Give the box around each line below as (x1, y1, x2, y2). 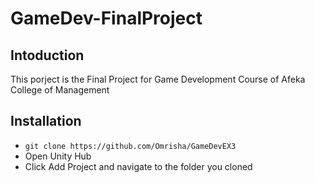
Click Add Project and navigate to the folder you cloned (24, 160, 253, 172)
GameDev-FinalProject (10, 7, 203, 30)
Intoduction (10, 47, 85, 64)
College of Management (10, 84, 110, 96)
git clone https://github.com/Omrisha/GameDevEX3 (24, 141, 237, 151)
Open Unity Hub (24, 150, 92, 162)
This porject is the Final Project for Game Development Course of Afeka (10, 73, 306, 85)
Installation (10, 113, 82, 130)
